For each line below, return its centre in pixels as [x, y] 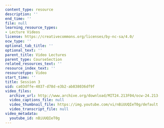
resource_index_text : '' [30, 69]
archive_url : [23, 95]
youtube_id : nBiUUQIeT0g [35, 118]
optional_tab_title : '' [29, 46]
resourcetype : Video [26, 73]
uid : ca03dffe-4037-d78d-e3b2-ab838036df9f [50, 86]
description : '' [21, 14]
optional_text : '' [24, 50]
